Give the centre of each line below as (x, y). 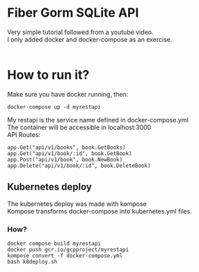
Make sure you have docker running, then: (68, 94)
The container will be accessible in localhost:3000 (79, 127)
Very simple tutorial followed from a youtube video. (80, 32)
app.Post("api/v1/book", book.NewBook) (65, 159)
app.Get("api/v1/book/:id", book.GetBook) (70, 153)
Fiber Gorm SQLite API (73, 13)
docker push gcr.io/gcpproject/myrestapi (68, 249)
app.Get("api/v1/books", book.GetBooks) (67, 147)
